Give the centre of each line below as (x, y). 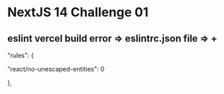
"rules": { (20, 55)
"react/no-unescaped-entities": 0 (56, 69)
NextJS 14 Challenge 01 (78, 12)
